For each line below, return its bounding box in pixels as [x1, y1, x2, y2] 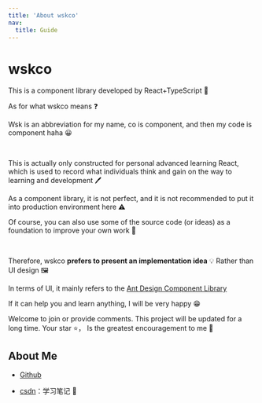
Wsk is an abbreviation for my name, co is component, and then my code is [8, 119, 253, 130]
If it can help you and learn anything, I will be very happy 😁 [8, 299, 201, 309]
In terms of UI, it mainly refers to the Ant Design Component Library [8, 284, 227, 293]
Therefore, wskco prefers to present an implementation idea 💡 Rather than [8, 256, 254, 266]
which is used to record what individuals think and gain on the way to [8, 167, 232, 177]
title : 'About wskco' [8, 11, 79, 20]
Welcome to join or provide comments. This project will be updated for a [8, 314, 242, 324]
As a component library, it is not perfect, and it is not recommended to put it [8, 194, 254, 203]
